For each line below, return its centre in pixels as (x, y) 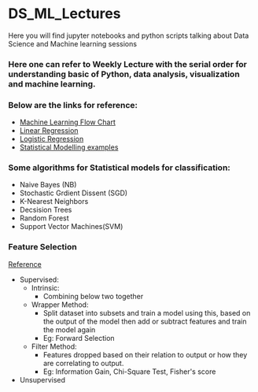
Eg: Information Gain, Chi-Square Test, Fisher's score (129, 372)
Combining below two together (93, 296)
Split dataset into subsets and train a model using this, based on (147, 312)
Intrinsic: (46, 287)
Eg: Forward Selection (79, 338)
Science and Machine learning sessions (73, 43)
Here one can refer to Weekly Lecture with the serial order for (128, 64)
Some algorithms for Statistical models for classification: (119, 168)
